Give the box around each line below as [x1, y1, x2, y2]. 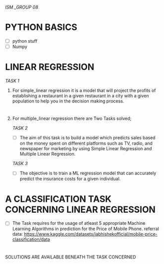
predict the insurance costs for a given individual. [19, 176, 121, 182]
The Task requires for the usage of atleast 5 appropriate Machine [12, 220, 146, 226]
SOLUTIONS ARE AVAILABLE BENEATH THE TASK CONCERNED [5, 254, 136, 260]
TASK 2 [12, 125, 28, 131]
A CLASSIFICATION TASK [5, 193, 111, 204]
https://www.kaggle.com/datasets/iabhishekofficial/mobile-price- [24, 231, 158, 237]
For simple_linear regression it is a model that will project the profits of [12, 88, 156, 93]
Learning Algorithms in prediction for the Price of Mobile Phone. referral [12, 226, 160, 232]
